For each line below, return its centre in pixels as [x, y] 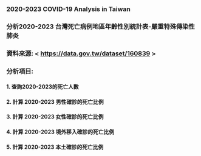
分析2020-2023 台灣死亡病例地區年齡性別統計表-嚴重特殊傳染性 [101, 26]
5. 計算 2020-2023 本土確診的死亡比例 [55, 147]
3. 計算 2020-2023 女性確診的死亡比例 [55, 117]
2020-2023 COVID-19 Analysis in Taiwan [68, 9]
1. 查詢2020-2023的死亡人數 [43, 87]
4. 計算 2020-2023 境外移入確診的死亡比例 [60, 132]
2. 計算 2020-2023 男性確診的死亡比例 [55, 101]
